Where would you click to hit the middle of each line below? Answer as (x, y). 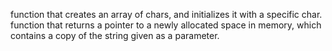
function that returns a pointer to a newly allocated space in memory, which (166, 25)
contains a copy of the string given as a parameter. (115, 35)
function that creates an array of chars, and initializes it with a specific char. (166, 14)
